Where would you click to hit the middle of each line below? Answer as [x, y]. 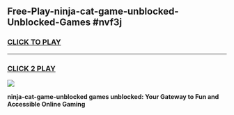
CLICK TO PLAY [34, 43]
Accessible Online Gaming [46, 104]
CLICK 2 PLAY [31, 68]
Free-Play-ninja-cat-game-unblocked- [93, 11]
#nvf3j [108, 23]
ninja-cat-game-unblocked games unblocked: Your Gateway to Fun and [113, 96]
